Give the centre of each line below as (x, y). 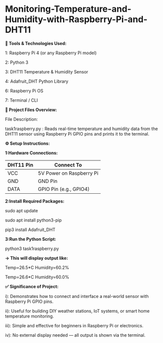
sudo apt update (21, 210)
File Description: (21, 119)
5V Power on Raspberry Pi (68, 173)
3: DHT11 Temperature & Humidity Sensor (47, 71)
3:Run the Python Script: (31, 239)
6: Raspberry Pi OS (24, 91)
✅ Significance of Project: (32, 286)
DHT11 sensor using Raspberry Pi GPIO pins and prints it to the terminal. (77, 134)
